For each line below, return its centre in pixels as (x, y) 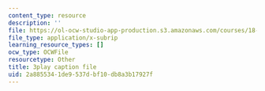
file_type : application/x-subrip (63, 38)
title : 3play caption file (52, 67)
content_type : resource (47, 15)
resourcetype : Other (42, 60)
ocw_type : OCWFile (38, 52)
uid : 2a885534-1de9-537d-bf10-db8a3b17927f (81, 74)
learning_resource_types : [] (56, 45)
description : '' (35, 23)
